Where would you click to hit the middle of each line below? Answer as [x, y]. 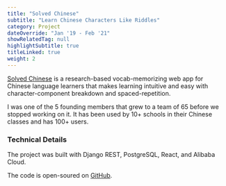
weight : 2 [22, 59]
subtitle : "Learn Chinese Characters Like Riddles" [83, 20]
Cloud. [17, 162]
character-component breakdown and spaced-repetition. [89, 93]
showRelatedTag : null [39, 40]
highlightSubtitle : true [43, 46]
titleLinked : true [34, 53]
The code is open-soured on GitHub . [60, 176]
